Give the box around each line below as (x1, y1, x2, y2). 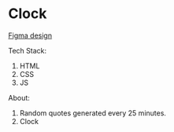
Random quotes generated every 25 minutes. (19, 108, 167, 118)
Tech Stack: (8, 46, 47, 55)
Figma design (8, 31, 53, 40)
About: (8, 93, 30, 102)
